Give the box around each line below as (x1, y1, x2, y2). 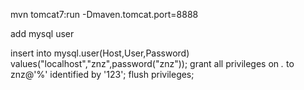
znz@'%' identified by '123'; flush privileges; (10, 69, 195, 80)
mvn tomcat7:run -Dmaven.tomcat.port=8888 (10, 9, 199, 20)
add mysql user (10, 28, 75, 39)
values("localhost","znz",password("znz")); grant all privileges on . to (10, 58, 295, 69)
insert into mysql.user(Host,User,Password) (10, 47, 190, 59)
